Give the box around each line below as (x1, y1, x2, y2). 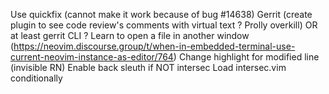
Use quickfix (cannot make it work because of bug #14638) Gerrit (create (10, 9, 313, 20)
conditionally (10, 72, 63, 84)
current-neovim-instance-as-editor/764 (10, 51, 174, 63)
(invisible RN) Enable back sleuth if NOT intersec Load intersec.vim (10, 62, 287, 73)
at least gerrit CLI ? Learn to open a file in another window (10, 30, 250, 41)
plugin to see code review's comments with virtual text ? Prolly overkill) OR (10, 19, 318, 31)
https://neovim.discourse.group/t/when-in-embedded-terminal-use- (13, 40, 296, 52)
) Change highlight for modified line (173, 51, 320, 63)
